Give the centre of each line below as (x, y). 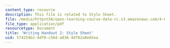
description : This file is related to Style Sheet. (61, 14)
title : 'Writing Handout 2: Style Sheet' (50, 33)
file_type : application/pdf (35, 24)
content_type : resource (30, 10)
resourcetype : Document (30, 28)
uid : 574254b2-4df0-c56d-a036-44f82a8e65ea (52, 38)
